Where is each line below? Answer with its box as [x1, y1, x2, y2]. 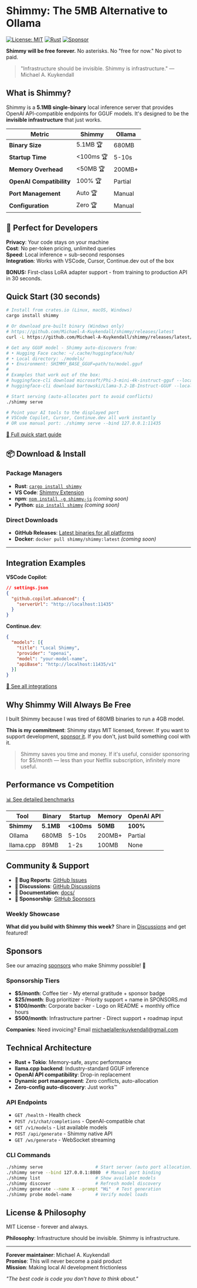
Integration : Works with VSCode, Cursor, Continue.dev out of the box [6, 257, 175, 264]
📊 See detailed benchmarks [6, 796, 74, 803]
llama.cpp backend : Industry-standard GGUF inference [14, 1065, 150, 1072]
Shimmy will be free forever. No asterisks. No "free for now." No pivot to [6, 47, 182, 54]
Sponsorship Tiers [6, 976, 60, 984]
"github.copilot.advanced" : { [11, 596, 85, 601]
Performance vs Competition [6, 780, 114, 790]
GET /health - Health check [14, 1112, 81, 1119]
